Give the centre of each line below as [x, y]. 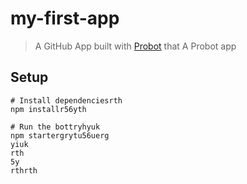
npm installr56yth [48, 109]
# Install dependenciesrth [66, 100]
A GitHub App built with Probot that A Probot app [135, 46]
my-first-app [65, 18]
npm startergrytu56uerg [60, 135]
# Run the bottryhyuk [55, 127]
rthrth [24, 170]
